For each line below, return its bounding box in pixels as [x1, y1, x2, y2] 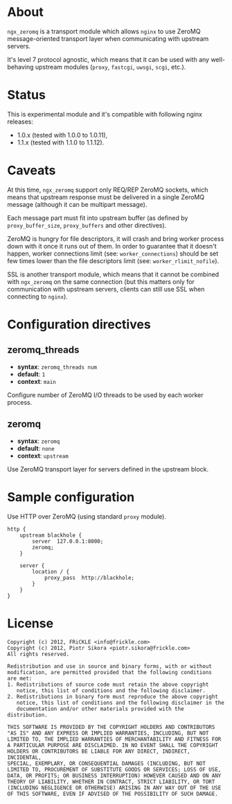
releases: [7, 117, 33, 126]
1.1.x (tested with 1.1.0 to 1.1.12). [17, 138, 105, 146]
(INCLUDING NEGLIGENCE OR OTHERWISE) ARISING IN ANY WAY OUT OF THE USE [7, 784, 222, 792]
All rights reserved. [7, 651, 70, 658]
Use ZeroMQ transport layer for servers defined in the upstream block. [7, 464, 209, 473]
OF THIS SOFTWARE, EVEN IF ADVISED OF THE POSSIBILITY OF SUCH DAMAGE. [7, 790, 218, 797]
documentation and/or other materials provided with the [16, 705, 185, 712]
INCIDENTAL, [7, 754, 42, 761]
